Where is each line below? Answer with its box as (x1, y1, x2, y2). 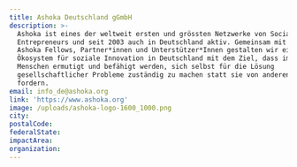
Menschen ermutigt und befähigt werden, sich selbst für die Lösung (17, 63, 275, 72)
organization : (9, 144, 62, 153)
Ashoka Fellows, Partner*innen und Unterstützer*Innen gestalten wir (17, 46, 278, 55)
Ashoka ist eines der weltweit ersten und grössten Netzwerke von (17, 29, 267, 38)
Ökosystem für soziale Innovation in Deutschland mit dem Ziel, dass (17, 54, 278, 63)
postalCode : (9, 120, 53, 129)
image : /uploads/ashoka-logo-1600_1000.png (9, 103, 172, 112)
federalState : (9, 128, 62, 137)
